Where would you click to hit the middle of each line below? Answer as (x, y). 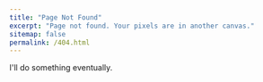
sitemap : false (38, 34)
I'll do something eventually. (61, 68)
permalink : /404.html (50, 42)
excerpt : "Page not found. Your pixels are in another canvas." (132, 26)
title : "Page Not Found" (56, 17)
